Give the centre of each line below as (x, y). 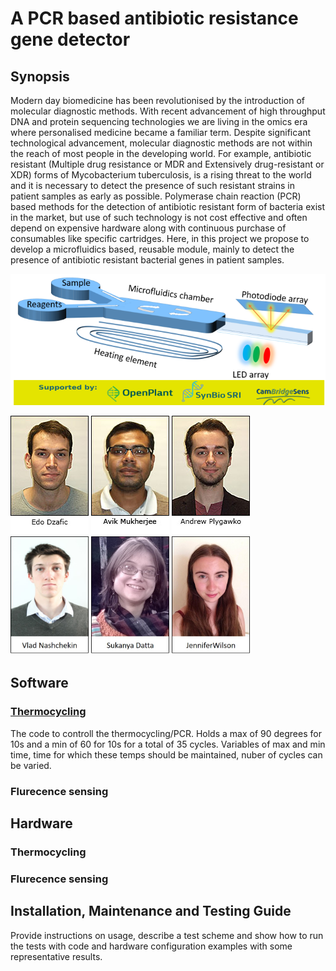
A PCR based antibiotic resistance (154, 18)
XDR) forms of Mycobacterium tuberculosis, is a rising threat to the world (161, 175)
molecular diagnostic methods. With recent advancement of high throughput (168, 111)
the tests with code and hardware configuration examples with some (151, 946)
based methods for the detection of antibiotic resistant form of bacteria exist (167, 206)
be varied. (31, 765)
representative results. (56, 956)
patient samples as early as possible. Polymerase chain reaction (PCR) (156, 196)
